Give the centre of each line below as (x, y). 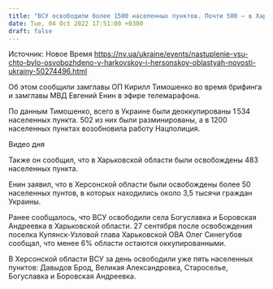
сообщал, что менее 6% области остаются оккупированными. (117, 244)
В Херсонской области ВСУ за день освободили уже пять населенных (131, 259)
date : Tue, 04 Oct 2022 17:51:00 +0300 (76, 24)
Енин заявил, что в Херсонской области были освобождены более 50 (130, 184)
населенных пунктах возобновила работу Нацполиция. (104, 129)
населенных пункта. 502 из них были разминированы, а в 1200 (118, 120)
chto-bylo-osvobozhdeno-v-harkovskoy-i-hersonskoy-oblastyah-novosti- (132, 63)
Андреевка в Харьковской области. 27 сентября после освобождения (131, 226)
